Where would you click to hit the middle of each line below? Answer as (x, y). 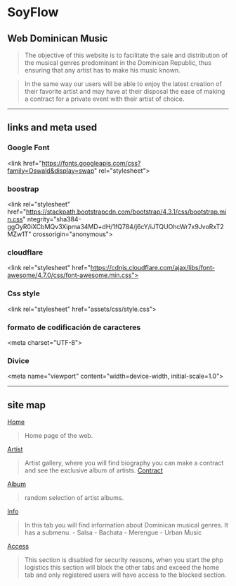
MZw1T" (19, 234)
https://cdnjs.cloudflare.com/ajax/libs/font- (153, 268)
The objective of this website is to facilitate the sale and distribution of (126, 55)
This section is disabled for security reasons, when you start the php (124, 560)
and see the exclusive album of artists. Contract (93, 470)
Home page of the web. (59, 435)
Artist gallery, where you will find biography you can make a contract (124, 463)
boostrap (23, 189)
